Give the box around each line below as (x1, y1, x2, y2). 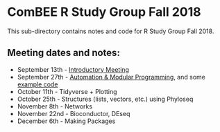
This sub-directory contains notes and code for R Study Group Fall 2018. (7, 27, 214, 35)
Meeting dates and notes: (7, 47, 120, 59)
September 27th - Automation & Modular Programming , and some (17, 73, 206, 81)
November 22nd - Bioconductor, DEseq (17, 109, 130, 117)
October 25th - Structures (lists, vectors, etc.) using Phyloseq (17, 95, 194, 103)
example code (17, 80, 58, 88)
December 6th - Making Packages (17, 117, 116, 125)
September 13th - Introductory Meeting (17, 65, 130, 73)
